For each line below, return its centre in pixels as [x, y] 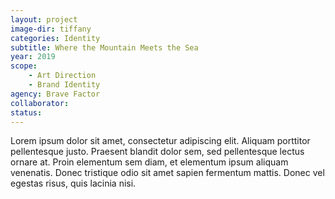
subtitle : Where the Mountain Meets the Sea [104, 47]
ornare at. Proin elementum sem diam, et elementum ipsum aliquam [149, 162]
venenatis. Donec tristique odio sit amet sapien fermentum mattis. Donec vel [167, 173]
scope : [24, 66]
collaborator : [40, 103]
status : [26, 112]
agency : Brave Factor [55, 94]
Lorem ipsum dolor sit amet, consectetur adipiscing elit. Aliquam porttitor [160, 141]
